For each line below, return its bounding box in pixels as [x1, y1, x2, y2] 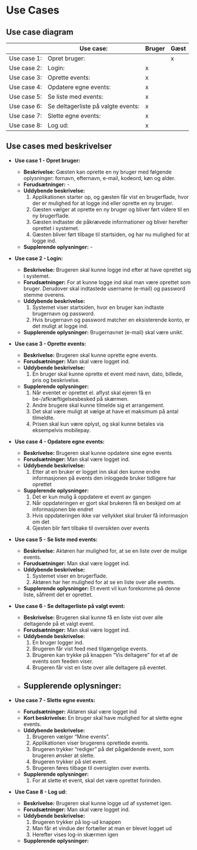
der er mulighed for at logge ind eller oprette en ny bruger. [32, 200, 173, 207]
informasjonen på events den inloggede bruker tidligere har [32, 474, 176, 482]
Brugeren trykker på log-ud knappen [32, 818, 122, 825]
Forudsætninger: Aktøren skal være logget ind [23, 708, 137, 715]
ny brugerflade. [32, 212, 70, 219]
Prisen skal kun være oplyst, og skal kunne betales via [32, 420, 164, 427]
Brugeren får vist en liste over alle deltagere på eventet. [32, 663, 167, 671]
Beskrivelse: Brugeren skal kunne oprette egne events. [23, 351, 158, 358]
